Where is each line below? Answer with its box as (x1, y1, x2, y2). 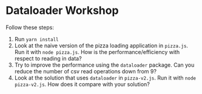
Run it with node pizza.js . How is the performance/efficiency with (14, 48, 180, 55)
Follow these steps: (5, 24, 54, 31)
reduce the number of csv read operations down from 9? (14, 67, 157, 75)
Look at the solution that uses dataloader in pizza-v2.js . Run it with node (14, 74, 197, 81)
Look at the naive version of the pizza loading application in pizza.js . (14, 42, 189, 49)
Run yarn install (14, 35, 59, 42)
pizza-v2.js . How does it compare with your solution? (14, 80, 150, 88)
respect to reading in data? (14, 55, 82, 62)
